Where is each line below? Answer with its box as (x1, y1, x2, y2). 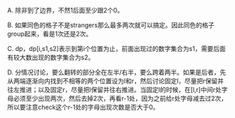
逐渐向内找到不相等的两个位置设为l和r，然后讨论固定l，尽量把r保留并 (25, 77, 224, 85)
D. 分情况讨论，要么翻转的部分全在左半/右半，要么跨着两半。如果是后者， (7, 68, 220, 76)
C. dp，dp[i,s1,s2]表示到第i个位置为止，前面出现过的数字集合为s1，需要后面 (7, 45, 226, 52)
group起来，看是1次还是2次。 (7, 30, 93, 38)
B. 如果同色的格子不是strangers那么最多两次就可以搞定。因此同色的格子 (7, 21, 215, 29)
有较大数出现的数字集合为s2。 (7, 53, 95, 61)
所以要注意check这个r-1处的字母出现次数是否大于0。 (7, 103, 159, 111)
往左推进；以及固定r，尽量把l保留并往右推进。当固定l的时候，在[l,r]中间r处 (7, 86, 222, 94)
